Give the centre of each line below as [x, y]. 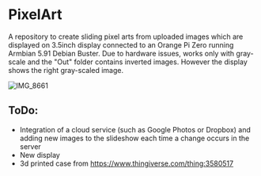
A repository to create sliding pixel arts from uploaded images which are [126, 36]
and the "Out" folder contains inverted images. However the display [137, 62]
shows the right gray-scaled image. [66, 70]
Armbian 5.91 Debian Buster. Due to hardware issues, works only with [121, 53]
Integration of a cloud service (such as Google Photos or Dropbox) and [135, 129]
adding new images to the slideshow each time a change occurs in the [134, 138]
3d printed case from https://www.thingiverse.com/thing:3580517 [127, 163]
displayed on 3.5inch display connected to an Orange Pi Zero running [121, 44]
